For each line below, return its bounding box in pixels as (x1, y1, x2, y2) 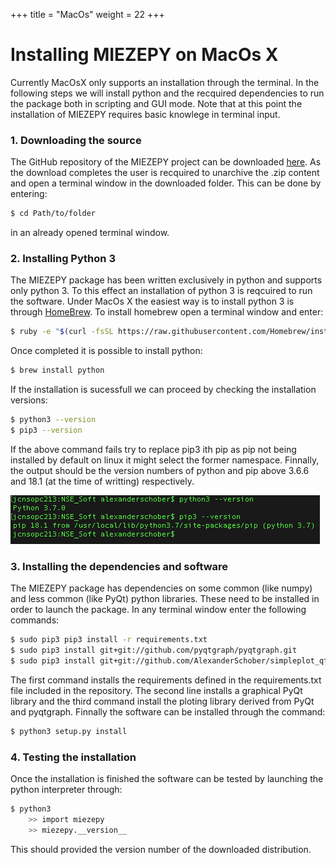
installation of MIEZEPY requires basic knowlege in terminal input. (10, 108, 281, 120)
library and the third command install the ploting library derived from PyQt (10, 695, 315, 707)
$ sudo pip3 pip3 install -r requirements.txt (10, 635, 208, 645)
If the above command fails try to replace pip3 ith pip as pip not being (10, 443, 297, 455)
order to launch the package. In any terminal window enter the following (10, 604, 307, 616)
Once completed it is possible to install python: (10, 345, 203, 357)
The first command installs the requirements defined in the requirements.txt (10, 674, 322, 686)
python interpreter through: (10, 784, 123, 795)
